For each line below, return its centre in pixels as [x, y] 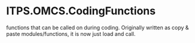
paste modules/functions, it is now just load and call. [71, 33]
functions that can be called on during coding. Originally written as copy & [98, 27]
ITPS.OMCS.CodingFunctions [81, 11]
